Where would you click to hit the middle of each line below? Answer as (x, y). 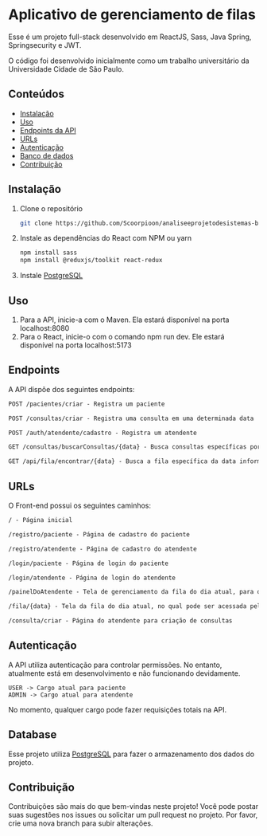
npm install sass (48, 253)
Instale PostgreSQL (51, 276)
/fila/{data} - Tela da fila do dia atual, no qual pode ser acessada (128, 606)
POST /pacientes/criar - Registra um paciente (87, 404)
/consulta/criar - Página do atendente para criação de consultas (120, 621)
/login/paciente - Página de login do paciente (89, 563)
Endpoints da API (48, 130)
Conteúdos (37, 94)
